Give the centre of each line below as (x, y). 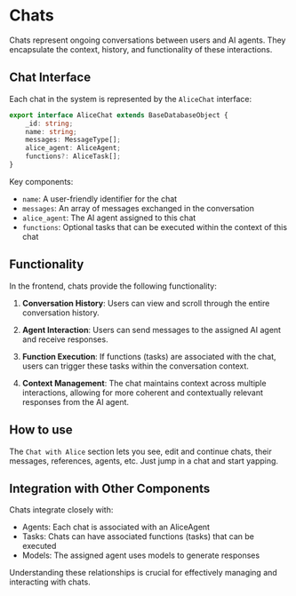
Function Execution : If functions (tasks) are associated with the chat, (149, 356)
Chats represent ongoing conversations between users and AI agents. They (148, 40)
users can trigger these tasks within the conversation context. (135, 366)
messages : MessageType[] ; (73, 140)
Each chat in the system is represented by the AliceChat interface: (131, 99)
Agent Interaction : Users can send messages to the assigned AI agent (152, 330)
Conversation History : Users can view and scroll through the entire (146, 303)
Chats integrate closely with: (61, 510)
